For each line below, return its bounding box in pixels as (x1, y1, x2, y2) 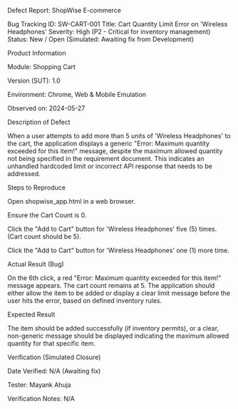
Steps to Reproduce (7, 183, 66, 192)
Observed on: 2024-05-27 (7, 104, 86, 113)
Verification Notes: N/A (7, 395, 75, 403)
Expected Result (7, 310, 56, 319)
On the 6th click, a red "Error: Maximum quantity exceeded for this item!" (7, 274, 222, 282)
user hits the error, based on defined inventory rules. (7, 296, 162, 305)
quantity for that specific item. (7, 339, 96, 348)
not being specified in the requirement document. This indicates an (7, 155, 205, 162)
